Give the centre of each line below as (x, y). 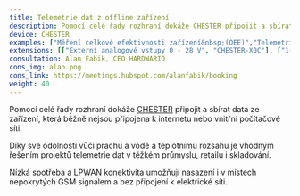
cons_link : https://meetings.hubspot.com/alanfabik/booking (124, 76)
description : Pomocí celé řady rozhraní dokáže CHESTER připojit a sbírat (151, 26)
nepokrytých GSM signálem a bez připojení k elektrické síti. (118, 181)
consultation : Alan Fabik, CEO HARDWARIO (87, 59)
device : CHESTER (39, 34)
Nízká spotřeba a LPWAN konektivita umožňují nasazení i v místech (133, 172)
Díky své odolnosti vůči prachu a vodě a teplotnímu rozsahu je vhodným (142, 145)
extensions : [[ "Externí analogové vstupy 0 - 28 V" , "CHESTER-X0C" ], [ (145, 51)
